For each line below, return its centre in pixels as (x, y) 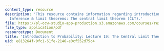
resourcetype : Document (29, 32)
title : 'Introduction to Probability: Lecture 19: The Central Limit (77, 37)
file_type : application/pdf (34, 28)
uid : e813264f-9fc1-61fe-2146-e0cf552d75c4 (50, 41)
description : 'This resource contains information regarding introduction (83, 14)
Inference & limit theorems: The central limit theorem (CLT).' (76, 18)
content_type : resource (29, 9)
